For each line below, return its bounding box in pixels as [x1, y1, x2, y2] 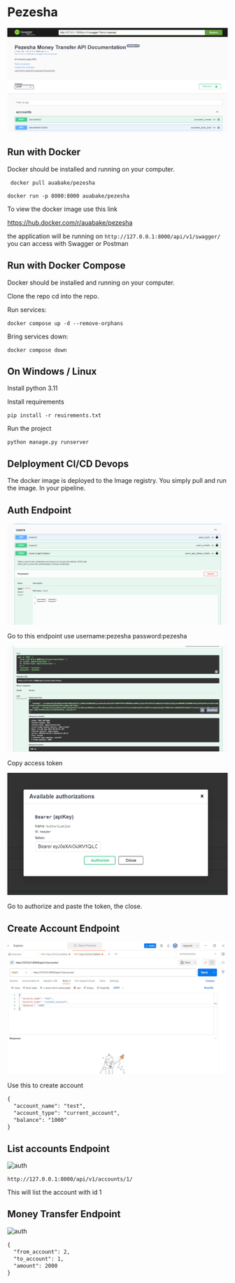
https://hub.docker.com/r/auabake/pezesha [7, 218, 133, 226]
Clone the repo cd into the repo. [7, 291, 99, 300]
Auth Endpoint [7, 504, 72, 516]
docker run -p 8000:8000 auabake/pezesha [7, 192, 130, 200]
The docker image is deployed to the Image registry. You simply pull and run [7, 476, 227, 485]
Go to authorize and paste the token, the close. [7, 902, 143, 911]
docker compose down [7, 346, 68, 354]
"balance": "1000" [13, 1117, 68, 1124]
